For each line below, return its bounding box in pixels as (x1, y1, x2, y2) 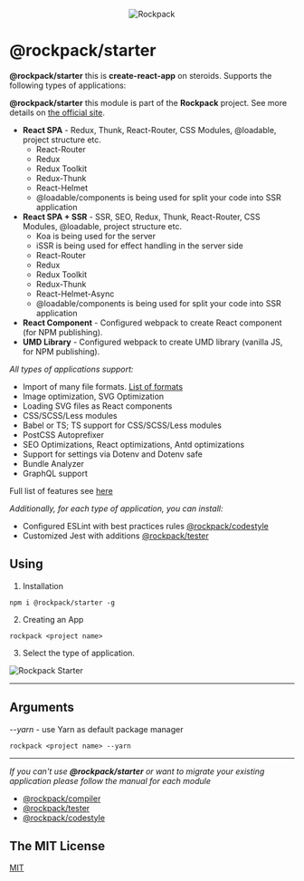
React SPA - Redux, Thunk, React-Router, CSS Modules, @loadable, (22, 124, 277, 135)
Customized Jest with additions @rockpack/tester (22, 530, 210, 541)
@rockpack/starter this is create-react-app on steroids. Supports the (9, 70, 272, 81)
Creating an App (22, 614, 84, 624)
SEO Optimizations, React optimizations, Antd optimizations (22, 439, 245, 450)
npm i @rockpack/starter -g (9, 598, 116, 607)
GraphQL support (22, 468, 89, 479)
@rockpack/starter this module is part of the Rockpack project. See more (9, 97, 288, 108)
